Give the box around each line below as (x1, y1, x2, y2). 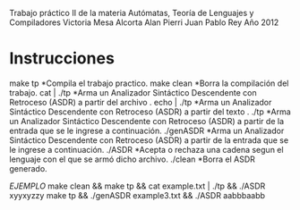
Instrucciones (9, 48, 115, 69)
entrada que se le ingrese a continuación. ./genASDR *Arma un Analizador (9, 125, 285, 136)
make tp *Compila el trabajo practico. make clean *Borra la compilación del (9, 78, 289, 88)
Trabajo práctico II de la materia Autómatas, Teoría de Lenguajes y (9, 8, 254, 18)
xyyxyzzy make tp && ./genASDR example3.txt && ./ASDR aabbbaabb (9, 189, 266, 200)
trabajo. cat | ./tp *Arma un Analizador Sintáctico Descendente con (9, 87, 257, 97)
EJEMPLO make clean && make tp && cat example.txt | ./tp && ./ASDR (9, 181, 266, 191)
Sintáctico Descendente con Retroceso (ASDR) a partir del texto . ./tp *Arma (9, 106, 291, 117)
